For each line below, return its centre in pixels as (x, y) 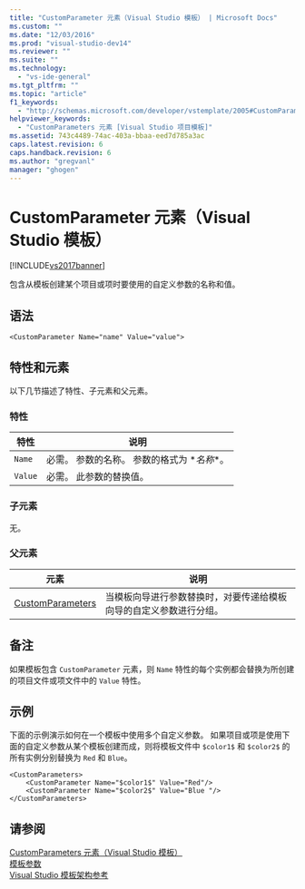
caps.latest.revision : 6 (56, 144)
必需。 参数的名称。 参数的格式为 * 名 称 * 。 (138, 460)
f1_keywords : (34, 102)
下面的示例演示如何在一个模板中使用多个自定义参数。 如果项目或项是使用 (146, 735)
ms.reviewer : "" (40, 52)
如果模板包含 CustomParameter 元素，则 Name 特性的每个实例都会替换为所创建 (152, 669)
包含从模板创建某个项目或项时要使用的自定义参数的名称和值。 (125, 284)
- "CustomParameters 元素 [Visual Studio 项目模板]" (115, 128)
